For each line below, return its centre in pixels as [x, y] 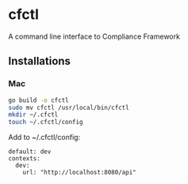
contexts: [25, 159]
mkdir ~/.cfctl [33, 115]
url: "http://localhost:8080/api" [79, 173]
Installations [40, 61]
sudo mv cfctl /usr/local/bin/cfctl [69, 107]
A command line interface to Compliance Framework [94, 36]
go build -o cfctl [38, 100]
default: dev [30, 152]
